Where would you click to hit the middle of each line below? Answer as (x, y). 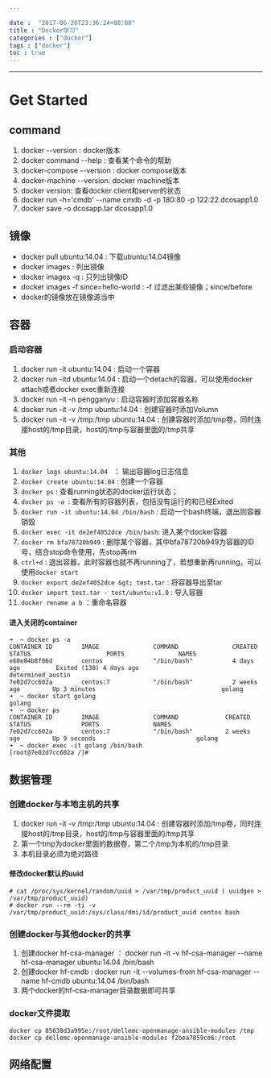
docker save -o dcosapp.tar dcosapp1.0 (87, 208)
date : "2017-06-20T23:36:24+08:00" (72, 23)
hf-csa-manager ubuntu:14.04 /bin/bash (87, 962)
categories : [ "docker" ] (51, 38)
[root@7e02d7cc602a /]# (49, 753)
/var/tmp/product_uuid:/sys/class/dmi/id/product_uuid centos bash (125, 913)
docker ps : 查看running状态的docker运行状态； (100, 491)
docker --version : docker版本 (70, 151)
